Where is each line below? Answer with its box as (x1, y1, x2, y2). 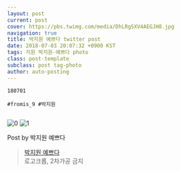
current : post (7, 17, 48, 24)
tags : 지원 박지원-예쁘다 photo (7, 49, 88, 56)
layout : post (7, 10, 45, 17)
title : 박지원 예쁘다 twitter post (7, 36, 101, 43)
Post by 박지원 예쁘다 (7, 133, 66, 141)
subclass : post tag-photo (7, 62, 82, 69)
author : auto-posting (7, 68, 70, 75)
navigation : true (7, 29, 57, 37)
